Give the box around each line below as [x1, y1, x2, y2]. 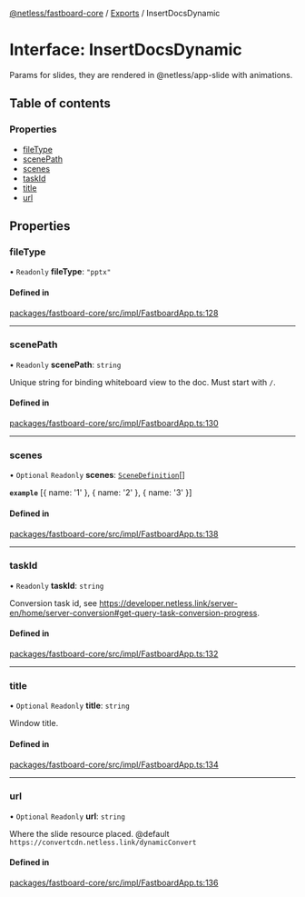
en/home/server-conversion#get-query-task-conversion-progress [9, 607, 258, 618]
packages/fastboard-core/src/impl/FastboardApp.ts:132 [9, 649, 219, 660]
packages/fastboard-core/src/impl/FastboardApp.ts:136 [9, 877, 219, 889]
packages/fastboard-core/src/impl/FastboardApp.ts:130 [9, 418, 220, 429]
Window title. [9, 718, 59, 729]
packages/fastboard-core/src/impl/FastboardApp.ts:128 [9, 307, 219, 318]
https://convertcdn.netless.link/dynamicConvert [9, 838, 197, 847]
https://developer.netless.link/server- [99, 597, 239, 608]
